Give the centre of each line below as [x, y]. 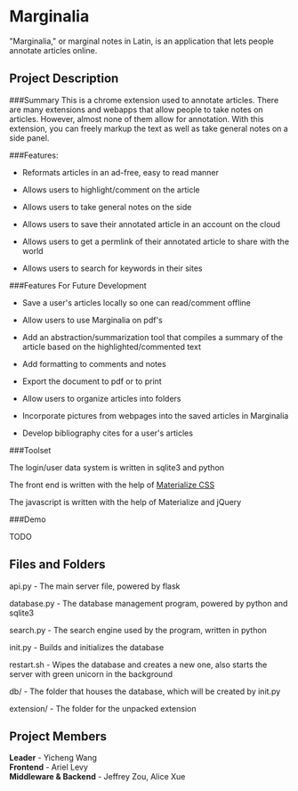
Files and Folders [57, 564]
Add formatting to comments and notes [94, 363]
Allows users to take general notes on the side [107, 207]
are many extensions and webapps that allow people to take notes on [137, 110]
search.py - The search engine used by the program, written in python [138, 630]
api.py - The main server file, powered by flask [95, 586]
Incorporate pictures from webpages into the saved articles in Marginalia [155, 415]
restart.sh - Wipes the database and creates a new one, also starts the [138, 665]
